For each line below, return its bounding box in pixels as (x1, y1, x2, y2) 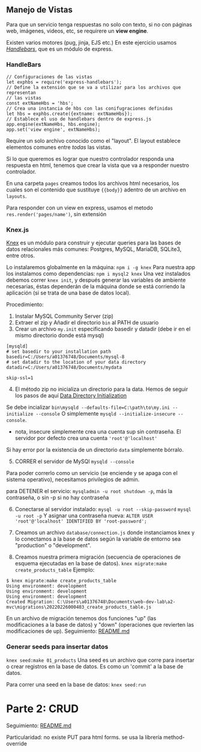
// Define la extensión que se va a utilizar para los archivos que (6, 84, 181, 91)
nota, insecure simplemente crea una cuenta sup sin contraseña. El (14, 428, 181, 435)
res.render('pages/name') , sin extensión (6, 211, 107, 218)
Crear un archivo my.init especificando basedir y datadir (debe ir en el (14, 325, 191, 333)
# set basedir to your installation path (6, 349, 112, 355)
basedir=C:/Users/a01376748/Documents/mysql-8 (6, 354, 125, 360)
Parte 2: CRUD (6, 701, 79, 715)
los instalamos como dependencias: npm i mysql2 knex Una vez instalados (6, 270, 191, 278)
